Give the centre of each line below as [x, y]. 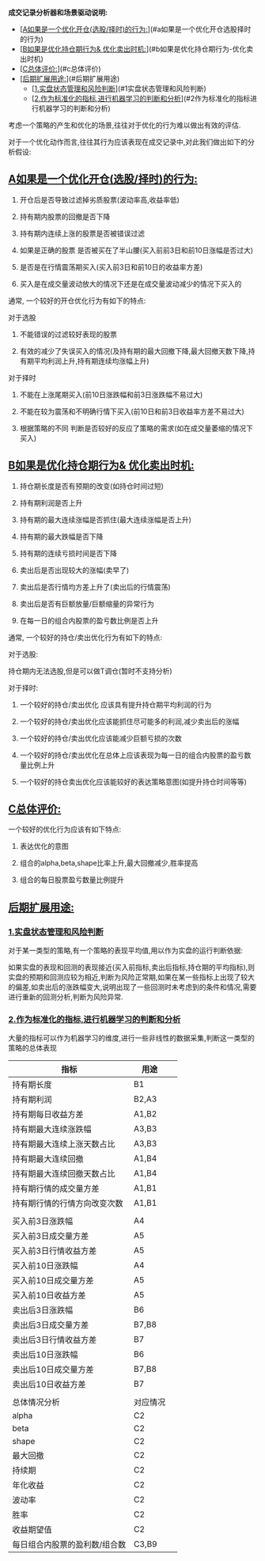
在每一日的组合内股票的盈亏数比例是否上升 [89, 620]
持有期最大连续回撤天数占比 [64, 1174]
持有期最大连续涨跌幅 [52, 1129]
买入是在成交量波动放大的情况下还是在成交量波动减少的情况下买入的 [131, 283]
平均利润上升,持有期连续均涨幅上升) [91, 361]
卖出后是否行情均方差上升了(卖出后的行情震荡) [95, 587]
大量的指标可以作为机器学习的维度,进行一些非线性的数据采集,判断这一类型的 [132, 1038]
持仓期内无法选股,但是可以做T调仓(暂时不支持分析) [90, 671]
